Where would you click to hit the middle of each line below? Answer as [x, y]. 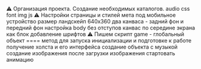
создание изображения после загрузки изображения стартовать [91, 53]
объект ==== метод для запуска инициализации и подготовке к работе [99, 40]
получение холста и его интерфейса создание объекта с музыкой [92, 47]
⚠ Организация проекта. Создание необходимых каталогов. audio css [98, 9]
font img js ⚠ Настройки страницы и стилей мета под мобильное [91, 15]
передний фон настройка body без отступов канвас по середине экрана [101, 28]
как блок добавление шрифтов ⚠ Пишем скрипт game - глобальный [95, 34]
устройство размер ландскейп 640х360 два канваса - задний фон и [95, 21]
